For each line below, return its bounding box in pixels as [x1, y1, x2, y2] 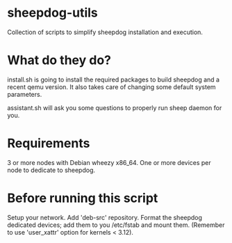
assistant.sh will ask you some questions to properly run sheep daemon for [7, 103, 222, 112]
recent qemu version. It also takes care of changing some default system [7, 82, 217, 91]
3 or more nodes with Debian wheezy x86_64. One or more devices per [7, 158, 212, 166]
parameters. [7, 90, 42, 98]
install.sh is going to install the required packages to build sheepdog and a [7, 75, 220, 84]
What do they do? [7, 52, 111, 68]
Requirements [7, 136, 90, 151]
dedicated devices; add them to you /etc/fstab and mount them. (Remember [7, 221, 225, 229]
